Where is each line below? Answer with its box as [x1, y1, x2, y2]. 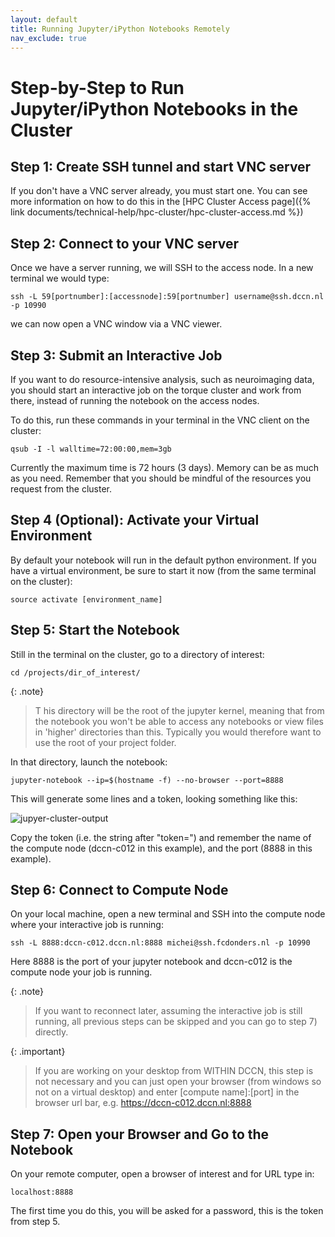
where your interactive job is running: [10, 919, 164, 931]
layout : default [10, 14, 78, 25]
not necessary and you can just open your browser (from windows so [34, 1076, 322, 1088]
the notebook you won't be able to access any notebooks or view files [34, 715, 324, 727]
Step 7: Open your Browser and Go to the [10, 1126, 270, 1143]
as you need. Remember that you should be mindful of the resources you [10, 472, 312, 484]
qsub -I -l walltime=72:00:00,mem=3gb [10, 444, 172, 454]
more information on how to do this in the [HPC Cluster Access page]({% [10, 196, 312, 208]
